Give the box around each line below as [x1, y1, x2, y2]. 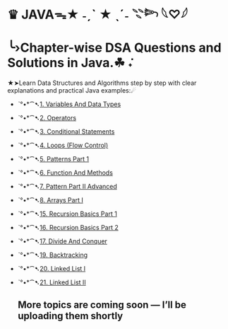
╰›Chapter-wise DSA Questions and [7, 40, 222, 56]
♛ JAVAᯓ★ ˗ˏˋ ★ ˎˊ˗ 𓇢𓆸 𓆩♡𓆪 [7, 6, 188, 23]
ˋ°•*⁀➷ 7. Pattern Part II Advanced [17, 183, 118, 191]
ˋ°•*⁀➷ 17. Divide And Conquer [17, 237, 108, 246]
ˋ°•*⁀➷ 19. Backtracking [17, 250, 88, 260]
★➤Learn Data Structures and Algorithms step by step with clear [7, 79, 197, 87]
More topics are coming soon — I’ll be [17, 299, 187, 311]
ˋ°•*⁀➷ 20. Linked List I [17, 265, 86, 273]
